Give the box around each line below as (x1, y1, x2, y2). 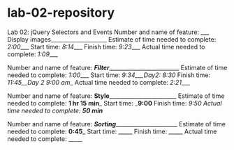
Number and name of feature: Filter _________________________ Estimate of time (7, 63, 228, 72)
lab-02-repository (7, 5, 115, 21)
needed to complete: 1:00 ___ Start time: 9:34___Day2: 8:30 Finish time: (7, 71, 211, 79)
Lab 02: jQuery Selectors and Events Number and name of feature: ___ (7, 28, 210, 36)
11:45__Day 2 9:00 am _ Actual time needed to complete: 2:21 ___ (7, 78, 191, 86)
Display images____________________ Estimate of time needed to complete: (7, 35, 217, 43)
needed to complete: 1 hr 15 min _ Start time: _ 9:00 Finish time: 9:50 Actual (7, 99, 222, 107)
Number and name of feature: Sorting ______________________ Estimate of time (7, 119, 226, 128)
